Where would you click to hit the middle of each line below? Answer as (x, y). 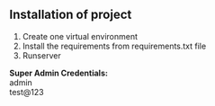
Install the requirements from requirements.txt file (114, 46)
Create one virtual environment (80, 36)
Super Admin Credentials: (58, 73)
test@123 (27, 92)
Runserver (41, 55)
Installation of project (71, 15)
